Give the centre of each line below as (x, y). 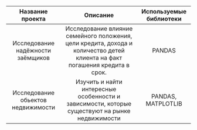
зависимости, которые (99, 103)
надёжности (34, 50)
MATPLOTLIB (164, 103)
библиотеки (164, 19)
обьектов (33, 100)
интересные (99, 89)
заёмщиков (33, 58)
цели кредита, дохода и (99, 43)
